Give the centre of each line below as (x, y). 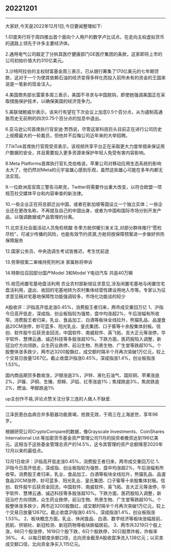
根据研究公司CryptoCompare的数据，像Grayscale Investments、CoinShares (85, 431)
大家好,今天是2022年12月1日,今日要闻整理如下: (54, 26)
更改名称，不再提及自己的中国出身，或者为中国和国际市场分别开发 (88, 210)
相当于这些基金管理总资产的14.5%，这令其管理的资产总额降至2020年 (91, 444)
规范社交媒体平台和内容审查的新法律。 (45, 193)
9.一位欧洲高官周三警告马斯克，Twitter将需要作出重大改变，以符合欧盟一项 (83, 187)
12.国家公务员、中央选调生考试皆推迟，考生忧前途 (57, 251)
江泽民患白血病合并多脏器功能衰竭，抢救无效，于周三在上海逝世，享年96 (82, 414)
